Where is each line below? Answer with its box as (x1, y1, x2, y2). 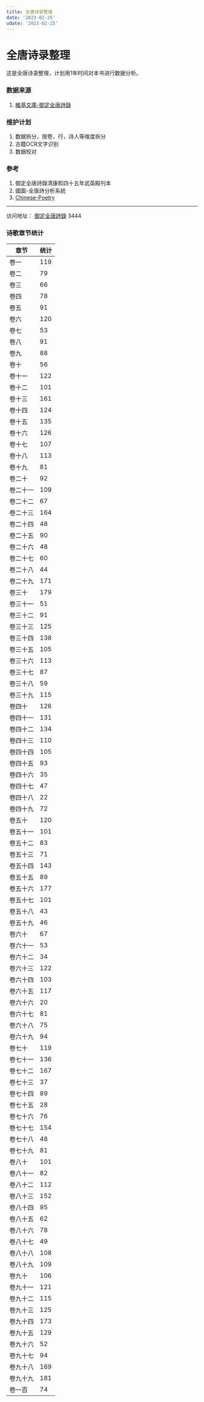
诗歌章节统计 (6, 229, 44, 238)
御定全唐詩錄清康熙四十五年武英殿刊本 (15, 180, 111, 187)
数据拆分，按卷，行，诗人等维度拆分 (15, 132, 106, 140)
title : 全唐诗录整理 (6, 9, 53, 15)
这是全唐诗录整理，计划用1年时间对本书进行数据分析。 (6, 69, 141, 77)
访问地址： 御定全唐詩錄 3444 (6, 212, 82, 219)
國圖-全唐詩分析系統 (15, 187, 66, 194)
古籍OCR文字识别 (15, 140, 59, 148)
